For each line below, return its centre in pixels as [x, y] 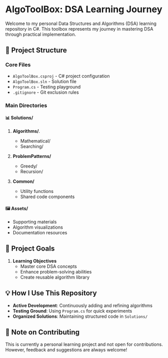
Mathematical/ [35, 141]
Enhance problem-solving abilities [56, 271]
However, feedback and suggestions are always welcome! [66, 350]
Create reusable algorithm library [55, 277]
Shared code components [47, 197]
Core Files [18, 65]
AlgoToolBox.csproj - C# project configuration [61, 76]
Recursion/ [32, 171]
